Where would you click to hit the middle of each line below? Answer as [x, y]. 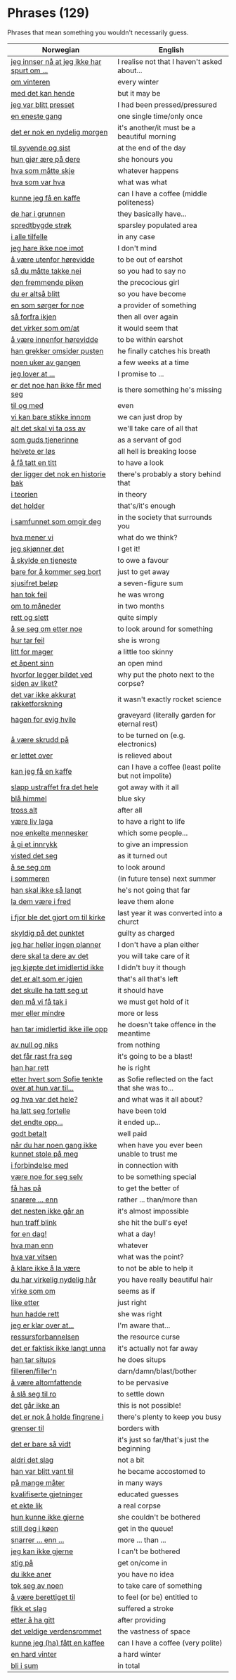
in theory [132, 494]
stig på [22, 1563]
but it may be [139, 93]
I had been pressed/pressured [168, 105]
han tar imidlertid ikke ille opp [59, 1029]
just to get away [144, 571]
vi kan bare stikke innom [51, 416]
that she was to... [146, 1088]
